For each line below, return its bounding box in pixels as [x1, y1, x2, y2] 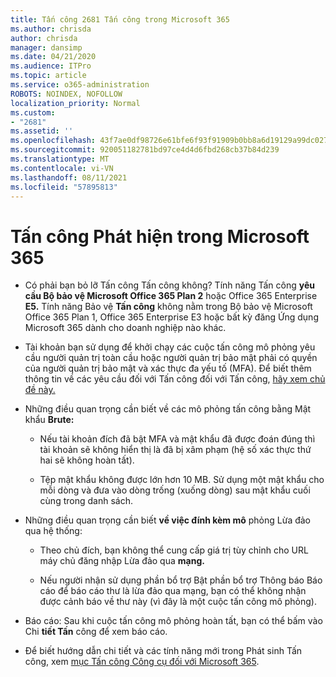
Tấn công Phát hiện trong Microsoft [10, 225, 310, 248]
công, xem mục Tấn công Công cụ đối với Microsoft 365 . [24, 656, 260, 668]
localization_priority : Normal [10, 98, 141, 108]
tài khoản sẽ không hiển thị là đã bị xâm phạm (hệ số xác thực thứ [39, 444, 312, 456]
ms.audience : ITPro [10, 61, 92, 71]
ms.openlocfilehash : [10, 136, 97, 146]
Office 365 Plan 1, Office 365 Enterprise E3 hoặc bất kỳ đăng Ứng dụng [24, 311, 319, 323]
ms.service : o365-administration [10, 80, 150, 90]
